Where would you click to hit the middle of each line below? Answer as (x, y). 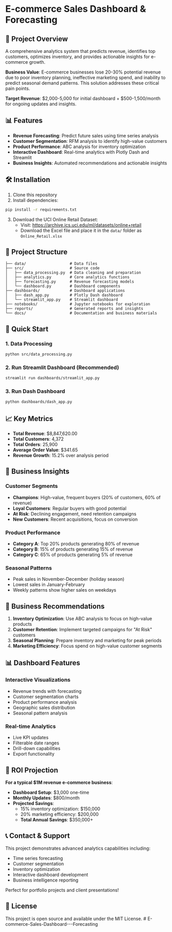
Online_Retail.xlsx (41, 236)
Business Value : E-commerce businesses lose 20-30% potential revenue (83, 72)
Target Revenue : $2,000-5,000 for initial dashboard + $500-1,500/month (83, 98)
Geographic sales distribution (44, 707)
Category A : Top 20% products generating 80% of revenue (76, 544)
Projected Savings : (33, 803)
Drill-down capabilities (36, 748)
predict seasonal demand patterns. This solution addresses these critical (82, 83)
